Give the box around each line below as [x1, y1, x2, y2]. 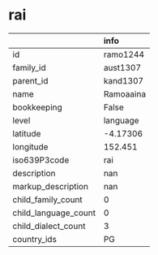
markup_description [12, 180, 89, 192]
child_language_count [12, 207, 96, 218]
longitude [12, 140, 49, 152]
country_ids [12, 233, 57, 244]
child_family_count [12, 193, 83, 205]
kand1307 [103, 75, 144, 86]
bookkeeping [12, 102, 62, 113]
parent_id [12, 75, 49, 86]
